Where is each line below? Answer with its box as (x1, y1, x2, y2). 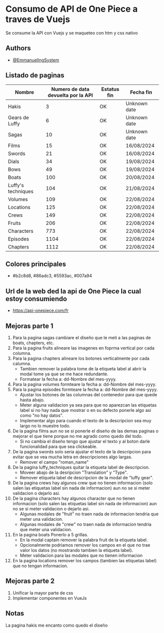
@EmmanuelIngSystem (12, 57, 59, 63)
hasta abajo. (19, 397, 45, 403)
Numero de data (51, 85, 90, 92)
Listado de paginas (5, 71, 65, 80)
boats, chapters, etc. (12, 340, 55, 346)
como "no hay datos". (19, 412, 64, 418)
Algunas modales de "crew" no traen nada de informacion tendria (19, 521, 152, 527)
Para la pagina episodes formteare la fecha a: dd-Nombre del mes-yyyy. (12, 387, 158, 392)
